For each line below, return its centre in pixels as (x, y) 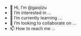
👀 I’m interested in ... (30, 13)
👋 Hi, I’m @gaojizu (28, 8)
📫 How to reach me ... (32, 28)
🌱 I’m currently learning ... (36, 18)
